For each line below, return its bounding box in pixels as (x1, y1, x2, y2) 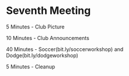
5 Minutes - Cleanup (6, 63, 55, 70)
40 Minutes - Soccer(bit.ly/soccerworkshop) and (6, 45, 124, 53)
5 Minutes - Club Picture (6, 23, 65, 30)
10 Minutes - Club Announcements (6, 34, 89, 41)
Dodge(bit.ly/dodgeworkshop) (6, 52, 79, 59)
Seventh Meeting (6, 4, 91, 17)
